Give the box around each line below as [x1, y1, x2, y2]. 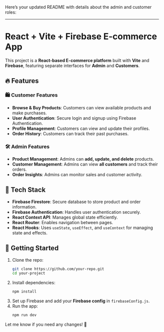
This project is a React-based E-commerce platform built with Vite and [5, 57, 150, 63]
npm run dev [12, 312, 37, 318]
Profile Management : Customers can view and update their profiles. [12, 125, 150, 131]
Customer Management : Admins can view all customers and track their [12, 161, 158, 167]
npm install [12, 289, 37, 294]
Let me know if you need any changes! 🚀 [5, 322, 87, 328]
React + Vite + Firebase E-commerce [5, 31, 157, 42]
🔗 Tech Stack [5, 186, 46, 194]
